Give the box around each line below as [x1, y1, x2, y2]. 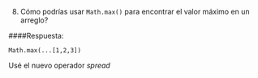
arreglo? [19, 15, 49, 25]
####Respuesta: [8, 31, 64, 40]
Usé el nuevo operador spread [8, 60, 111, 70]
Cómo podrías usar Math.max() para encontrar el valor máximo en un [19, 7, 250, 16]
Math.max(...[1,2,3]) [8, 47, 82, 55]
